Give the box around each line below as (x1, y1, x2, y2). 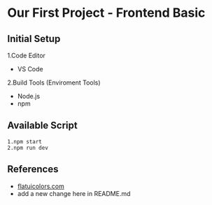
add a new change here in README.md (17, 189, 131, 197)
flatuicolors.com (17, 182, 65, 190)
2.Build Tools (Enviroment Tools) (7, 78, 101, 87)
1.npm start (7, 138, 42, 145)
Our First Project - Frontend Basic (7, 5, 206, 21)
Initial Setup (7, 33, 61, 45)
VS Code (17, 65, 43, 73)
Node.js (17, 92, 41, 100)
